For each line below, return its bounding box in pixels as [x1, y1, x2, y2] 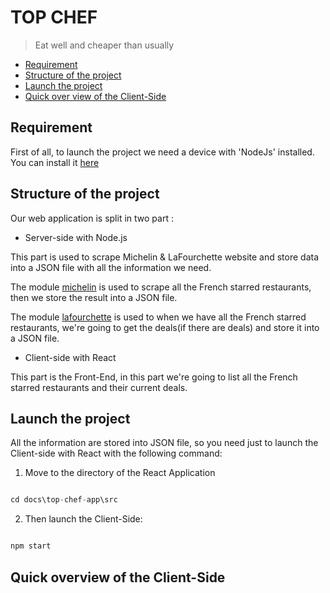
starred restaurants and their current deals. [10, 381, 188, 393]
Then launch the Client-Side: [24, 513, 143, 525]
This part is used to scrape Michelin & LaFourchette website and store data [10, 251, 320, 263]
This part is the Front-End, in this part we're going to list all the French [10, 371, 298, 383]
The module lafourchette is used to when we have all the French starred [10, 311, 307, 323]
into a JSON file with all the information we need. [10, 261, 212, 273]
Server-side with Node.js [24, 231, 128, 243]
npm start [10, 541, 52, 551]
